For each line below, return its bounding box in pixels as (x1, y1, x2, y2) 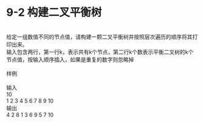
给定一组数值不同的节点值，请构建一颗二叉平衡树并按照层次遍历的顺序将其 (6, 33, 192, 40)
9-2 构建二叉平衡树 (6, 5, 102, 19)
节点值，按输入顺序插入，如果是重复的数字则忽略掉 (6, 56, 134, 63)
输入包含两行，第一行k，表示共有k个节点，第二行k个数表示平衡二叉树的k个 (6, 48, 194, 55)
